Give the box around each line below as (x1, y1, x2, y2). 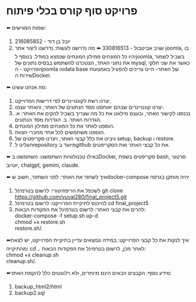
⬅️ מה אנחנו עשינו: (6, 83, 47, 90)
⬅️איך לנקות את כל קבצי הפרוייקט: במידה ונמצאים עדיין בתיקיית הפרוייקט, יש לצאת (6, 236, 189, 243)
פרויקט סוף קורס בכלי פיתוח (6, 4, 138, 18)
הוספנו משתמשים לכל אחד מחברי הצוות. (14, 128, 105, 135)
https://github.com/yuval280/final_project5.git (14, 193, 127, 200)
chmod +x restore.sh (14, 218, 66, 225)
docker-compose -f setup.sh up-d (14, 212, 99, 219)
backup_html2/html (14, 282, 62, 290)
